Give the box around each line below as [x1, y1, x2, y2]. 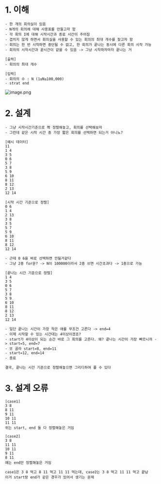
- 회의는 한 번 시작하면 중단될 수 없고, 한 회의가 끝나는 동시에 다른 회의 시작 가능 [5, 42, 152, 47]
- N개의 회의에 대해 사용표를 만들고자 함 [5, 27, 76, 32]
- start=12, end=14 [5, 350, 45, 355]
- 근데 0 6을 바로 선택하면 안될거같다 [5, 256, 71, 261]
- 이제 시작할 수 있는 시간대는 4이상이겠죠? [5, 332, 81, 337]
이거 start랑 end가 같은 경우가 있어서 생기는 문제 [5, 475, 95, 480]
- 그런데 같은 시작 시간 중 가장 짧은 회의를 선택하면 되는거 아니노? [5, 130, 123, 135]
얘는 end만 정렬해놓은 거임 [5, 460, 52, 465]
